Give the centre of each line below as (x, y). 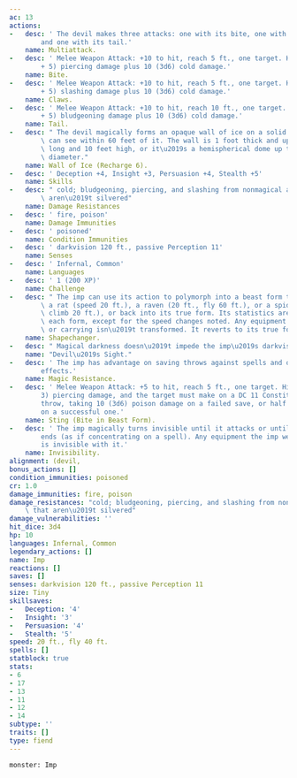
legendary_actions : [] (51, 552)
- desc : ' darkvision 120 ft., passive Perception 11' (116, 248)
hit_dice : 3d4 (35, 527)
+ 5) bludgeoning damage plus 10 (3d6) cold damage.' (142, 116)
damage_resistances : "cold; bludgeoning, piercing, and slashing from (142, 502)
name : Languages (55, 272)
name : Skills (49, 182)
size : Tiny (29, 593)
